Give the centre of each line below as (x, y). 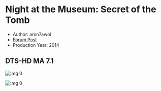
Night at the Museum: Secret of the (81, 9)
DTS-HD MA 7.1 (29, 61)
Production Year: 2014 (36, 45)
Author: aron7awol (32, 34)
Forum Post (25, 40)
